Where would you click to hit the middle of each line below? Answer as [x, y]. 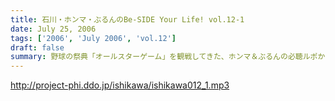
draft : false [37, 47]
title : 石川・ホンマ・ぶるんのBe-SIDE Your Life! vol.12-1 [127, 19]
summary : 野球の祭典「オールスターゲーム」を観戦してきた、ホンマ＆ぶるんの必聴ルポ [164, 57]
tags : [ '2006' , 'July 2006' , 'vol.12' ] [93, 38]
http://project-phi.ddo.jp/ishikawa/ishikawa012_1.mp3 [120, 85]
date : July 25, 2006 [53, 29]
